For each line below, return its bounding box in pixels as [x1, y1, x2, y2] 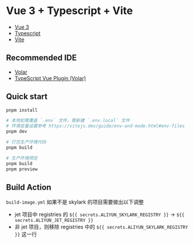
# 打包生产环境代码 [6, 139, 47, 145]
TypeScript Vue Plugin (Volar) [14, 74, 86, 81]
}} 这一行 [14, 231, 37, 238]
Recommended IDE [6, 53, 77, 63]
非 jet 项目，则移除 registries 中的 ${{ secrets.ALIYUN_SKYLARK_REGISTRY [14, 224, 188, 231]
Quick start [6, 92, 48, 102]
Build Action [6, 182, 51, 192]
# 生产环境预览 [6, 155, 38, 161]
